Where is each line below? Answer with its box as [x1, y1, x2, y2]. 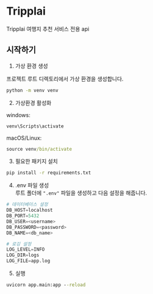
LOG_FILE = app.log [6, 258, 51, 264]
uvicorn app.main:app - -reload [6, 282, 86, 288]
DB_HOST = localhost [6, 207, 53, 213]
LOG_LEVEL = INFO [6, 246, 45, 253]
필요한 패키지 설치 [15, 157, 58, 165]
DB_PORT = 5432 [6, 213, 40, 219]
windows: [6, 111, 30, 118]
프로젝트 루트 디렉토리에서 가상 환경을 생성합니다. [6, 75, 124, 82]
